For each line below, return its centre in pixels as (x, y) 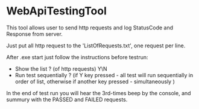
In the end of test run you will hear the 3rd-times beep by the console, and (99, 93)
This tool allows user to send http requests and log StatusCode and (90, 28)
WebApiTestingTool (57, 11)
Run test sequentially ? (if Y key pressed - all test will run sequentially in (104, 75)
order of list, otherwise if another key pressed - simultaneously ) (95, 81)
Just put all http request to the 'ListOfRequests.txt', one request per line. (96, 46)
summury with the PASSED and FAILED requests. (67, 99)
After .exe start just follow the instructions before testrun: (77, 57)
